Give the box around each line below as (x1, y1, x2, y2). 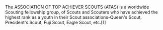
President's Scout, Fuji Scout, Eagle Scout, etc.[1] (5, 19, 106, 25)
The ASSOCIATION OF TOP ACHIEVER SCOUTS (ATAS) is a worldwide (5, 4, 149, 10)
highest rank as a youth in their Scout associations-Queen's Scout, (5, 15, 142, 20)
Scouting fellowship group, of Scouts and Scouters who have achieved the (5, 9, 158, 15)
